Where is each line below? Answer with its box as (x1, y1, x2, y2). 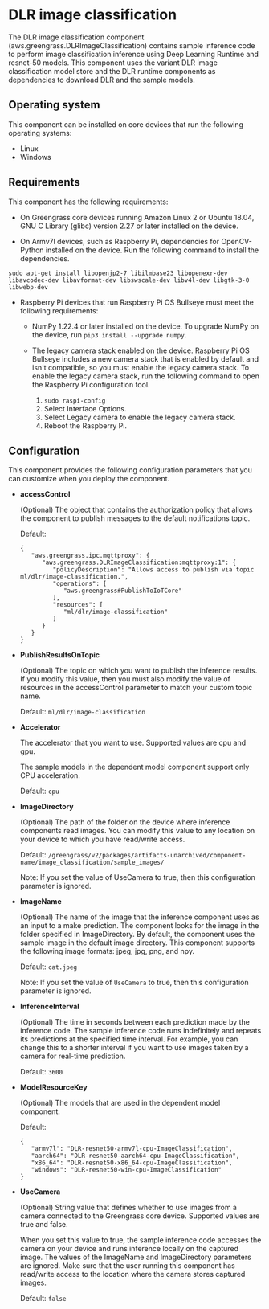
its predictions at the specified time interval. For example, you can (19, 1034, 238, 1044)
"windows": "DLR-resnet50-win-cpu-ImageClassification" (31, 1166, 222, 1174)
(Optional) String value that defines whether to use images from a (19, 1203, 237, 1213)
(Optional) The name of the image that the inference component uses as (19, 912, 259, 922)
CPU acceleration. (19, 771, 80, 780)
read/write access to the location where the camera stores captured (19, 1270, 246, 1279)
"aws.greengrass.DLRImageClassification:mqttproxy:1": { (41, 558, 237, 567)
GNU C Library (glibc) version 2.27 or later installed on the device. (19, 221, 238, 231)
